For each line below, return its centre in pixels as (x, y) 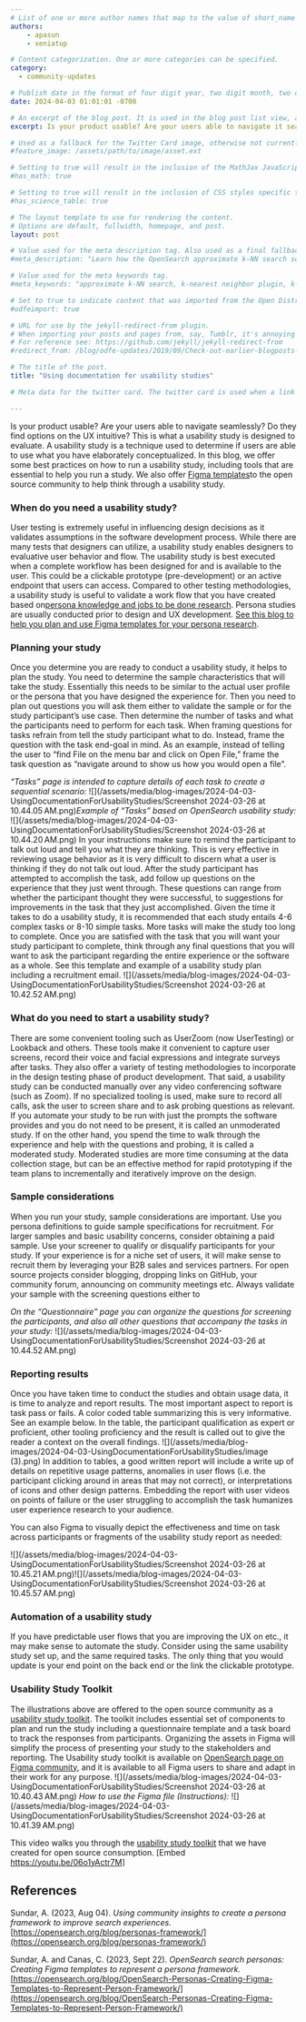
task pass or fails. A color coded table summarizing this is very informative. (151, 1413)
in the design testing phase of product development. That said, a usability (148, 1077)
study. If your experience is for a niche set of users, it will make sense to (146, 1255)
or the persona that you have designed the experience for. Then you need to (153, 696)
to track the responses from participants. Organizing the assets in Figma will (153, 1738)
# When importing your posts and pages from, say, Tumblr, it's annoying (153, 334)
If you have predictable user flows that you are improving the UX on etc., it (149, 1637)
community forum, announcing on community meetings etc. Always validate (153, 1284)
